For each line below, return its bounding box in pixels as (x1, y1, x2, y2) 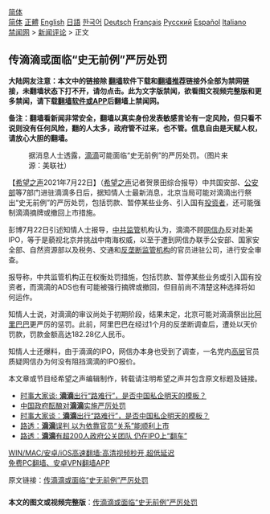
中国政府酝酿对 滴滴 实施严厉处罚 (19, 401, 126, 410)
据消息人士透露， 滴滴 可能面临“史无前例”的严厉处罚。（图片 (28, 150, 222, 160)
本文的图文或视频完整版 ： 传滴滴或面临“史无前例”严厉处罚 (8, 497, 198, 507)
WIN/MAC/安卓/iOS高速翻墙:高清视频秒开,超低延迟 (8, 448, 175, 458)
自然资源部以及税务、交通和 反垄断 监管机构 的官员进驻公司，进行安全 (29, 245, 255, 254)
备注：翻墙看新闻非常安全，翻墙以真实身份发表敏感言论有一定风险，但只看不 (8, 113, 262, 122)
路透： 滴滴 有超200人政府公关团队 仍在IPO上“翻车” (19, 430, 187, 440)
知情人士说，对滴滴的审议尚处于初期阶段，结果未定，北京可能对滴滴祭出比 (8, 309, 255, 319)
